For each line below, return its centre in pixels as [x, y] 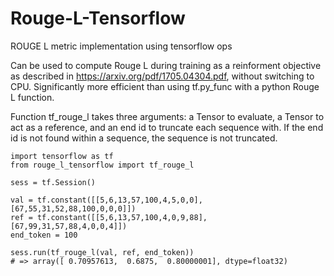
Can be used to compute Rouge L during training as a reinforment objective [166, 65]
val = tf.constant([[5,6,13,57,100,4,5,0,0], [106, 200]
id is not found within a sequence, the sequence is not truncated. [144, 138]
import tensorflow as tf [62, 156]
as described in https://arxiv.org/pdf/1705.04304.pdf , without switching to [162, 76]
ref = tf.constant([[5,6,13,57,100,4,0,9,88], [109, 217]
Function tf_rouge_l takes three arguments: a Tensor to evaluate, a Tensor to [167, 116]
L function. [32, 97]
